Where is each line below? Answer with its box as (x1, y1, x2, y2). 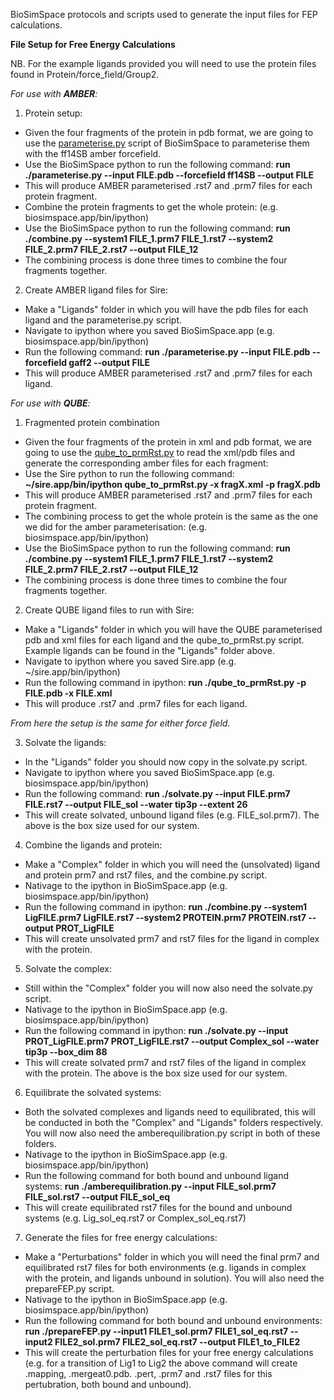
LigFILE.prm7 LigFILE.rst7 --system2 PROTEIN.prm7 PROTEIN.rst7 (24, 912, 307, 923)
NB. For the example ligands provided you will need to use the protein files (10, 58, 317, 69)
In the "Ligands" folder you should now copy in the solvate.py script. (24, 756, 308, 768)
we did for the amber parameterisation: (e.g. (24, 521, 208, 533)
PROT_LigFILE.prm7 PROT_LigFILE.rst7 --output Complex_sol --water (24, 1035, 320, 1047)
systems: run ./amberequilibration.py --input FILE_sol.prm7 (24, 1180, 277, 1192)
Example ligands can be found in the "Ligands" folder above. (24, 645, 275, 656)
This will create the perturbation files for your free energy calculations (24, 1347, 314, 1358)
